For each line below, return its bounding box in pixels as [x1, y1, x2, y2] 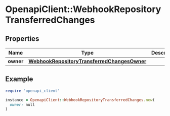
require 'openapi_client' [5, 88, 60, 93]
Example [5, 75, 33, 84]
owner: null [10, 102, 35, 107]
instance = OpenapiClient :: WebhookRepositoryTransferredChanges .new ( [5, 97, 155, 102]
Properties [5, 34, 39, 43]
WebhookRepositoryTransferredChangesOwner [28, 58, 147, 65]
